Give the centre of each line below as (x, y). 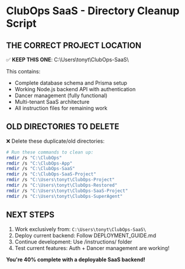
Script (21, 23)
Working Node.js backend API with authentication (75, 89)
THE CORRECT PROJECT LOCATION (74, 45)
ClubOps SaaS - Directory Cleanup (93, 11)
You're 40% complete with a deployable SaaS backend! (76, 260)
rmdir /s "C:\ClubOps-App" (39, 163)
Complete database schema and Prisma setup (71, 83)
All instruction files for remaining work (61, 108)
